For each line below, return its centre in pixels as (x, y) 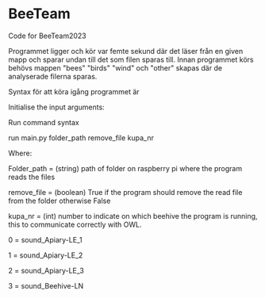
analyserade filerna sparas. (53, 76)
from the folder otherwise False (60, 201)
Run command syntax (44, 122)
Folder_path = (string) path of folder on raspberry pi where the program (125, 168)
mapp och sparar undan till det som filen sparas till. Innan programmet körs (131, 59)
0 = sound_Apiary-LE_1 (45, 239)
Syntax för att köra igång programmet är (74, 91)
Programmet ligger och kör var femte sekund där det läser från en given (126, 51)
